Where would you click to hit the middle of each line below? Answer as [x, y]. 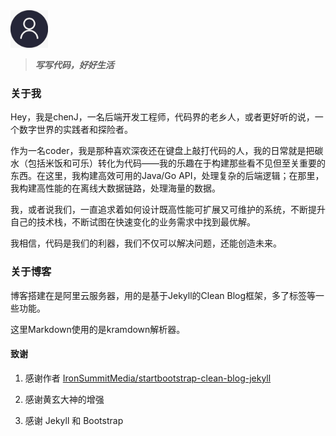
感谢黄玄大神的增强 [64, 399]
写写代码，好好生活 [74, 65]
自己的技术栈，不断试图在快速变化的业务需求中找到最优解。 [133, 222]
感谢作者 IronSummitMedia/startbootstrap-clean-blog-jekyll [148, 378]
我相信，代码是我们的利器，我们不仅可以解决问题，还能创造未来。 [146, 243]
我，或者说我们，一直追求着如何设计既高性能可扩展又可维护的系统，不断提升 [168, 210]
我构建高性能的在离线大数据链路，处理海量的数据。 [115, 188]
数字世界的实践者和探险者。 [75, 130]
